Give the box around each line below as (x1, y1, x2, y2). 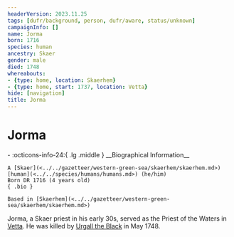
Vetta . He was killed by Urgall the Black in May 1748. (7, 221, 161, 230)
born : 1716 (7, 37, 40, 44)
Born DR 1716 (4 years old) (7, 177, 91, 184)
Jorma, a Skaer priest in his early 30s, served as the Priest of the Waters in (7, 214, 228, 223)
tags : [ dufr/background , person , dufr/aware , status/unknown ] (7, 17, 196, 24)
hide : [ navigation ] (7, 90, 65, 97)
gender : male (7, 57, 46, 64)
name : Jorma (7, 30, 43, 38)
